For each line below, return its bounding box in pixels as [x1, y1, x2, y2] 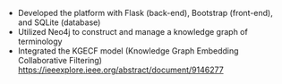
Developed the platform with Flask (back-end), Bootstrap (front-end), [17, 8, 273, 18]
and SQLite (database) [17, 17, 101, 28]
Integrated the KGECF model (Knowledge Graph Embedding [17, 46, 239, 56]
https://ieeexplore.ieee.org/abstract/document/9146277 [17, 64, 224, 75]
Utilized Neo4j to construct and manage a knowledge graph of [17, 27, 248, 37]
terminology [17, 36, 63, 46]
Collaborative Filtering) [17, 55, 103, 65]
